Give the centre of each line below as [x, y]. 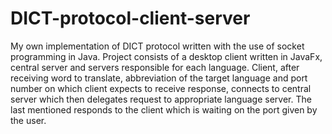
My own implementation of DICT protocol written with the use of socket [157, 46]
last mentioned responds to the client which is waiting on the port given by [164, 109]
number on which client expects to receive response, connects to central [161, 88]
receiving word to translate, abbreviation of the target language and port [159, 78]
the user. [28, 120]
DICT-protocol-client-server [130, 18]
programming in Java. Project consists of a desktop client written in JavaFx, [166, 56]
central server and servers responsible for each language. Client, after [155, 67]
